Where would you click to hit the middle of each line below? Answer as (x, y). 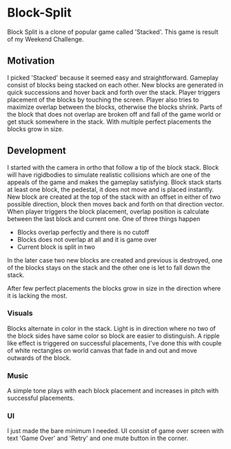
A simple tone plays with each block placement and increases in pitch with (113, 391)
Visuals (20, 314)
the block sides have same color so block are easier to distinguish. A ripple (113, 336)
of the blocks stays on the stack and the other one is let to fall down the (109, 267)
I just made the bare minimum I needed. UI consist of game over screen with (115, 431)
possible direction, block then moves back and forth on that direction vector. (115, 204)
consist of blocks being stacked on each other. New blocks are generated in (115, 85)
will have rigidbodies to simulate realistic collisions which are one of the (109, 175)
